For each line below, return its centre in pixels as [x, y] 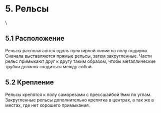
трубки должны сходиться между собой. [49, 66]
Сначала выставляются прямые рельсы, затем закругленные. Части [79, 56]
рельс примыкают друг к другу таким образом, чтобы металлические [80, 61]
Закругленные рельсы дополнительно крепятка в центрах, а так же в [79, 100]
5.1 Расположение [35, 38]
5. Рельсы [27, 9]
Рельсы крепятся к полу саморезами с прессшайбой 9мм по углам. [78, 94]
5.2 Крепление [29, 83]
